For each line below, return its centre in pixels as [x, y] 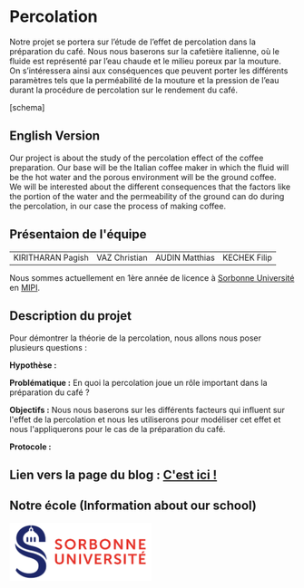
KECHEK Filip [247, 258]
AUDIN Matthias [185, 258]
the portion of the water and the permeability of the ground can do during [147, 196]
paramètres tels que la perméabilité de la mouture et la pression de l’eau [144, 80]
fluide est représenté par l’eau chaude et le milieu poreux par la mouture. [145, 61]
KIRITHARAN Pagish [51, 258]
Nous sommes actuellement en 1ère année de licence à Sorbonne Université [152, 277]
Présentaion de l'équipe [78, 234]
